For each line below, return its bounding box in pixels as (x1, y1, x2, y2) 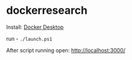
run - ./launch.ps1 (6, 35, 53, 42)
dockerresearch (6, 4, 88, 17)
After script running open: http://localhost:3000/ (6, 46, 126, 54)
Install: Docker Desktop (6, 23, 64, 31)
